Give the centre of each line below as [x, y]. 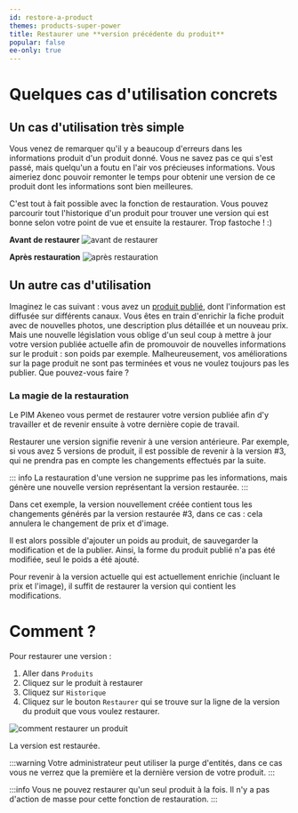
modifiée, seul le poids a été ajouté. [74, 559]
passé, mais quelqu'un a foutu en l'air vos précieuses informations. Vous [142, 168]
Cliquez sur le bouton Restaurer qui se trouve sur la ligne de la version [151, 702]
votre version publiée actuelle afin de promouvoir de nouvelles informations [148, 344]
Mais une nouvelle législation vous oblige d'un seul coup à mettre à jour [141, 334]
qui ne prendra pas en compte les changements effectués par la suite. [138, 461]
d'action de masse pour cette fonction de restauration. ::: [113, 799]
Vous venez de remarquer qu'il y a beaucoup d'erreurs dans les [126, 149]
